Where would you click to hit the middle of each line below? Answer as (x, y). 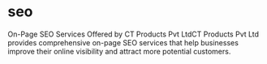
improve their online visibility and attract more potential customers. (119, 51)
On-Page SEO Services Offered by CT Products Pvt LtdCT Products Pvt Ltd (133, 34)
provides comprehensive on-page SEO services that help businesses (123, 42)
